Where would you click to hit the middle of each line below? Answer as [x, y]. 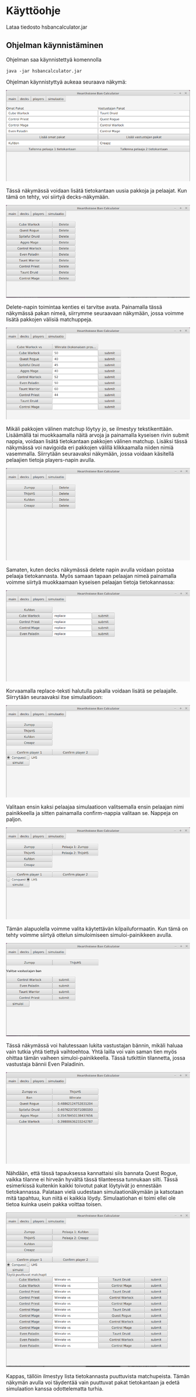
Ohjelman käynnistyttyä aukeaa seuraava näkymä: [66, 82]
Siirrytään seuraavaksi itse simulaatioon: [55, 697]
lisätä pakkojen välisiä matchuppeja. [49, 319]
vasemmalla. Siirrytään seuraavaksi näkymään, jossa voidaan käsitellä [90, 453]
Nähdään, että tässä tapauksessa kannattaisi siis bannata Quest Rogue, [92, 1173]
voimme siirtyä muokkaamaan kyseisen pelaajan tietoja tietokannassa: [90, 582]
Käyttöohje [34, 11]
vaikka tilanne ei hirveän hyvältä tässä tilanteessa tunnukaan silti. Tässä [92, 1179]
